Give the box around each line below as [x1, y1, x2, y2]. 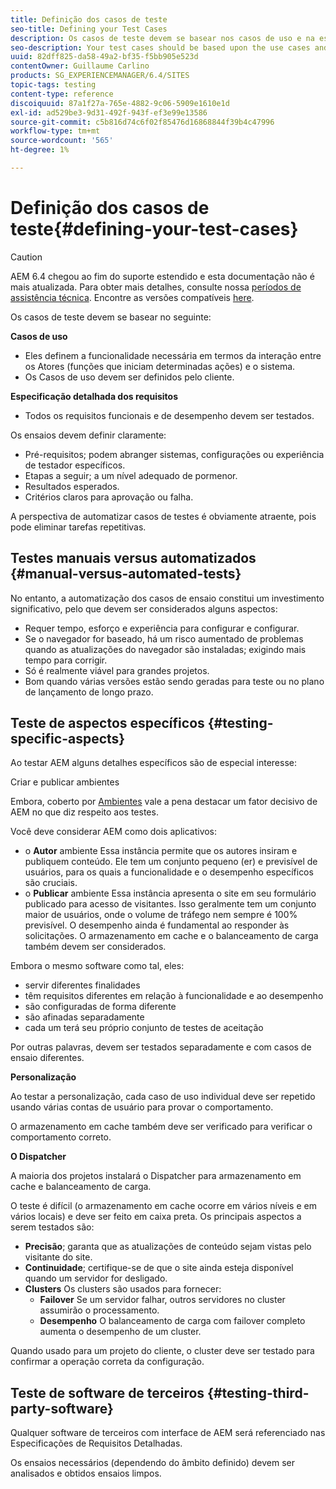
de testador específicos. [24, 459, 126, 471]
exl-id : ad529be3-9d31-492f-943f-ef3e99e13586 [10, 107, 208, 118]
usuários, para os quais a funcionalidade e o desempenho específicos [24, 866, 314, 878]
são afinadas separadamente [24, 1011, 145, 1023]
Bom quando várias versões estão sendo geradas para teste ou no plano [24, 675, 325, 687]
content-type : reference [10, 89, 114, 99]
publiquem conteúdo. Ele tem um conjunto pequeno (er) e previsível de [24, 856, 318, 868]
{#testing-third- [207, 1384, 310, 1401]
